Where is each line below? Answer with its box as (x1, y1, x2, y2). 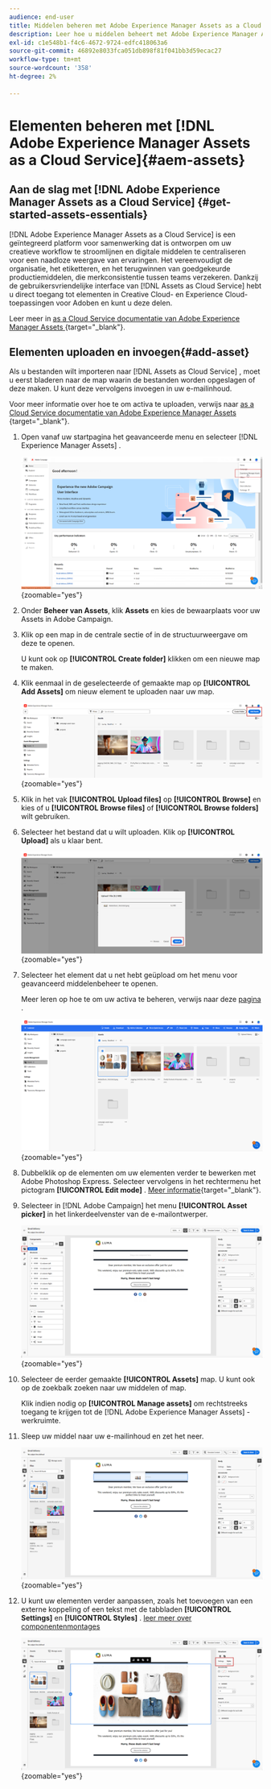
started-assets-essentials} (9, 208, 148, 222)
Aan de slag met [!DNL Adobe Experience (9, 183, 220, 197)
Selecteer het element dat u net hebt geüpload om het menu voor (20, 971, 238, 980)
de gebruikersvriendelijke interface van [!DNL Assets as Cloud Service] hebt (9, 280, 262, 290)
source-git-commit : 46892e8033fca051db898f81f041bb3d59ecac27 (9, 47, 222, 56)
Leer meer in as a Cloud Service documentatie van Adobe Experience (9, 313, 240, 323)
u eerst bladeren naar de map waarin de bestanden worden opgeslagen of (9, 375, 256, 385)
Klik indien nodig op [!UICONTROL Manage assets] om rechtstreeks (20, 1398, 248, 1408)
